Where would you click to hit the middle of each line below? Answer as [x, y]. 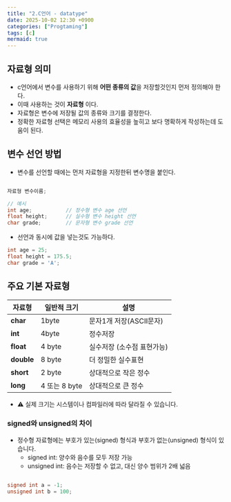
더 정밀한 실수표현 [117, 360]
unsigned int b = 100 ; [40, 492]
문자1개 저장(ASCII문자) [126, 321]
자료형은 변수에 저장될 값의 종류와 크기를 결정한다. [84, 113]
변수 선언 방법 [34, 154]
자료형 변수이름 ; [27, 191]
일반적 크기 [61, 307]
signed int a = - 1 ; [35, 485]
